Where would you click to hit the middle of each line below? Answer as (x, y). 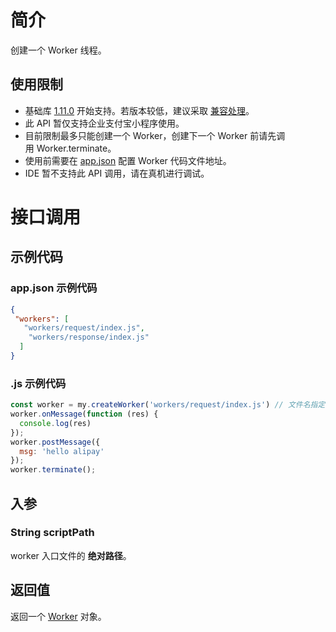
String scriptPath (52, 533)
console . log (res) (55, 423)
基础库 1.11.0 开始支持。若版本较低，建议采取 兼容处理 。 (139, 110)
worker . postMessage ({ (55, 442)
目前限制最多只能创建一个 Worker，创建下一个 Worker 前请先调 (155, 135)
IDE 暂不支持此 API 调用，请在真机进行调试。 (117, 173)
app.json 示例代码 (54, 288)
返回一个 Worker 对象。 (58, 616)
